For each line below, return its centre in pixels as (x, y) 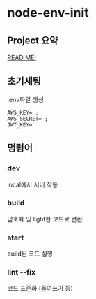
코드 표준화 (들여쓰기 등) (40, 289)
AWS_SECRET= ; (28, 119)
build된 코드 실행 (30, 254)
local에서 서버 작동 (33, 184)
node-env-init (48, 13)
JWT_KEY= (20, 125)
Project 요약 (33, 40)
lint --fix (22, 272)
